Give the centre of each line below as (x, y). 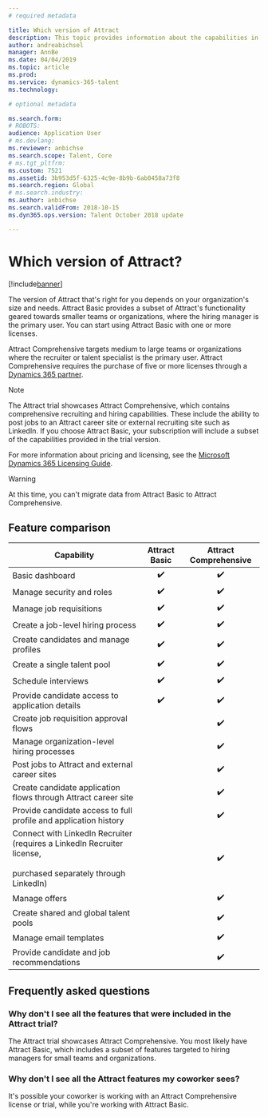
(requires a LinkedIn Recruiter (68, 844)
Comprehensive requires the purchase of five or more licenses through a (128, 365)
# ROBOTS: (25, 126)
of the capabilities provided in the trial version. (85, 439)
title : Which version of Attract (64, 30)
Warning (22, 479)
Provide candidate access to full (73, 811)
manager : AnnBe (33, 53)
